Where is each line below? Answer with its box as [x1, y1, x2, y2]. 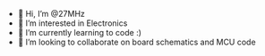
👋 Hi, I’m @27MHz [17, 9, 85, 19]
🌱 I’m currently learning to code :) [17, 28, 141, 37]
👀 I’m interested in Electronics [17, 18, 128, 28]
